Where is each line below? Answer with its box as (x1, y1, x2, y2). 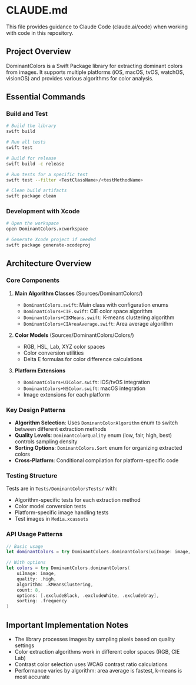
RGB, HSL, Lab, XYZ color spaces (23, 343, 105, 350)
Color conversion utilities (23, 349, 84, 356)
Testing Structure (6, 471, 58, 479)
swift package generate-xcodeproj (6, 242, 91, 248)
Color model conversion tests (14, 503, 87, 510)
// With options (6, 560, 46, 566)
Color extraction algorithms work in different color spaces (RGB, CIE (14, 648, 180, 655)
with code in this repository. (6, 29, 74, 36)
